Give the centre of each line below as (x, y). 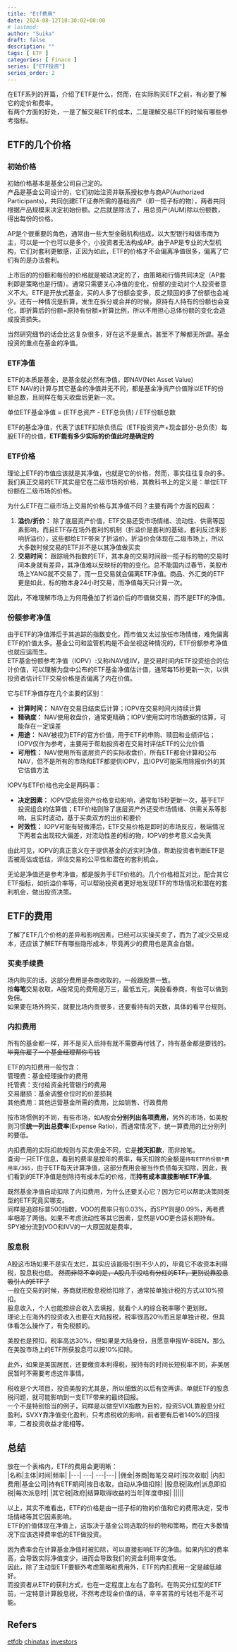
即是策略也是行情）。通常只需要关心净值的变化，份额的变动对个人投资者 (117, 284)
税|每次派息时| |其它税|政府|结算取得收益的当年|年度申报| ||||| (96, 1492)
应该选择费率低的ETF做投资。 (62, 1534)
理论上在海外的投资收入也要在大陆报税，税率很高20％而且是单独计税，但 (113, 1317)
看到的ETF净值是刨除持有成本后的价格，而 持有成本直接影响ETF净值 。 (114, 1177)
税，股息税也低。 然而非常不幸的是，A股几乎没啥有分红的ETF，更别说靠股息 (118, 1272)
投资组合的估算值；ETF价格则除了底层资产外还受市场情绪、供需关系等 (119, 809)
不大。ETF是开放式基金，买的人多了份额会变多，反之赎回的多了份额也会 (118, 293)
